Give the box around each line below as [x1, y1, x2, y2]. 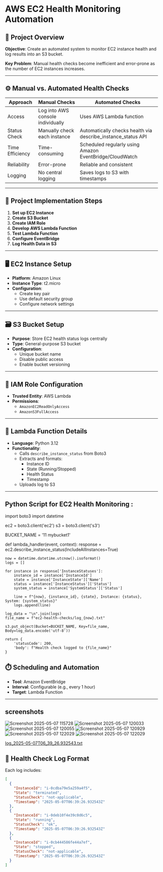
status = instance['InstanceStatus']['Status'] [14, 581, 112, 587]
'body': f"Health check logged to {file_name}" [14, 645, 112, 650]
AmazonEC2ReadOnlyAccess [19, 405, 70, 409]
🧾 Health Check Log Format [5, 754, 90, 763]
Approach [9, 99, 33, 106]
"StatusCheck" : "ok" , [14, 822, 57, 827]
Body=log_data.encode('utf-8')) [5, 628, 70, 633]
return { [5, 637, 23, 641]
